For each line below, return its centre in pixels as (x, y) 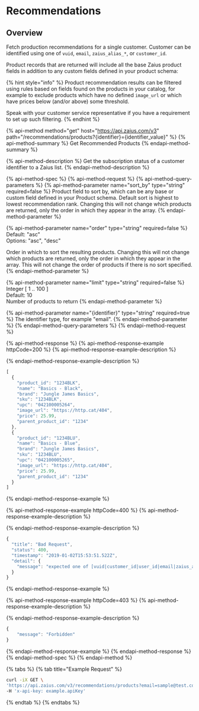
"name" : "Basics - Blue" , (49, 443)
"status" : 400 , (30, 550)
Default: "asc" (23, 234)
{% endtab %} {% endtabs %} (43, 702)
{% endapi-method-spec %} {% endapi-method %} (69, 657)
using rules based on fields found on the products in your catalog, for (91, 89)
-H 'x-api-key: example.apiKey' (46, 691)
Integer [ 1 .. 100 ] (27, 289)
